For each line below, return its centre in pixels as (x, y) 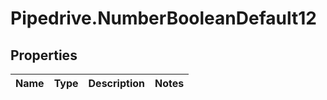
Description (116, 83)
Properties (44, 55)
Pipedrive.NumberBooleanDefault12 (163, 18)
